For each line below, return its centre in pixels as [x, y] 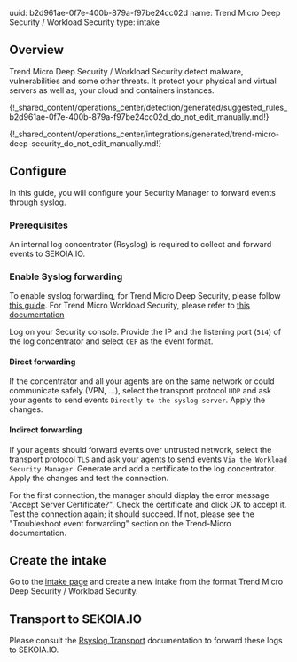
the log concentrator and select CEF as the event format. [111, 341]
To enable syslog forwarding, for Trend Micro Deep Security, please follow [145, 296]
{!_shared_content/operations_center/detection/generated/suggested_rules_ [148, 107]
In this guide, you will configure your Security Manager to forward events [143, 192]
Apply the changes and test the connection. [89, 478]
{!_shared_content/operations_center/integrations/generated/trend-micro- [144, 134]
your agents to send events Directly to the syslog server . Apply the [137, 400]
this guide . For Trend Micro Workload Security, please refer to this [130, 306]
